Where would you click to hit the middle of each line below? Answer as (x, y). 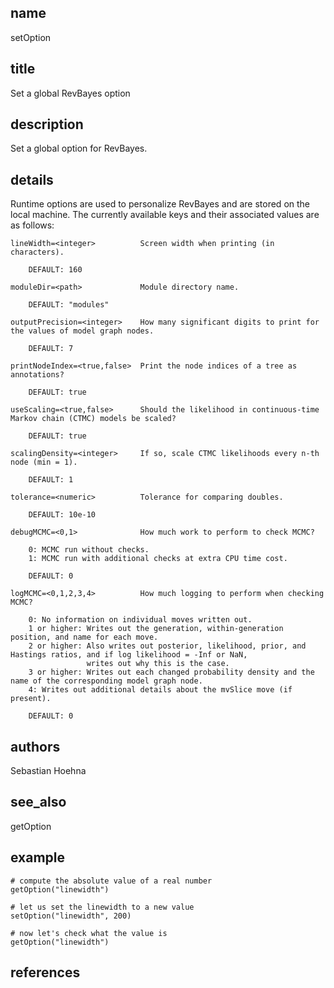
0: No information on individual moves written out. (140, 620)
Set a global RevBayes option (70, 93)
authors (35, 746)
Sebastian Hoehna (48, 771)
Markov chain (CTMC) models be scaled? (93, 419)
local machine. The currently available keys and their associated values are (165, 215)
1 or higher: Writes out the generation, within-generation (156, 629)
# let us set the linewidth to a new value (102, 907)
